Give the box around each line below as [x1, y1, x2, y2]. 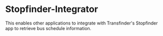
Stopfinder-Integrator [5, 3, 98, 15]
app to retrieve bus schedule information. [5, 25, 92, 31]
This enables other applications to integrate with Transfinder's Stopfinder [5, 20, 158, 26]
